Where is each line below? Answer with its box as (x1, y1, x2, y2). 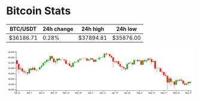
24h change (43, 26, 74, 33)
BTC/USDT (10, 26, 37, 33)
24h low (116, 26, 137, 33)
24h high (81, 26, 105, 33)
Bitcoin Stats (6, 4, 71, 18)
